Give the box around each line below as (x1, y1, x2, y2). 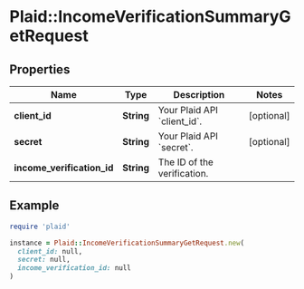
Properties (9, 62, 71, 77)
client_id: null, (17, 246, 83, 255)
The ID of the (157, 156, 214, 169)
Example (9, 197, 60, 214)
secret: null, (17, 255, 71, 265)
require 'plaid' (9, 222, 71, 231)
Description (173, 89, 225, 101)
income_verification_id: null (17, 264, 131, 273)
